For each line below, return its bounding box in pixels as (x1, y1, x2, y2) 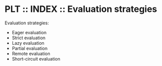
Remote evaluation (11, 51, 50, 57)
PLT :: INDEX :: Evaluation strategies (4, 3, 158, 15)
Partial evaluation (11, 45, 48, 51)
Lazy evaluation (11, 40, 44, 46)
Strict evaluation (11, 35, 46, 41)
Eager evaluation (11, 29, 47, 35)
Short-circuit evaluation (11, 56, 61, 62)
